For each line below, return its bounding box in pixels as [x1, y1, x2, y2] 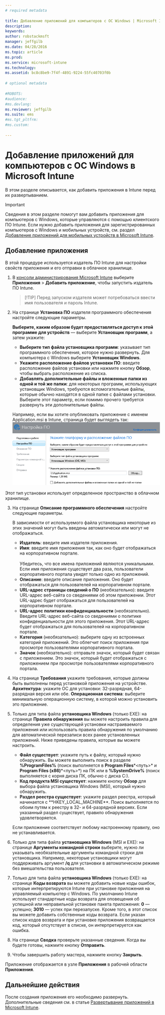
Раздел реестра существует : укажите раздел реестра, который [19, 793, 156, 799]
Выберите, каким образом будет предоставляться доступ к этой [12, 324, 153, 330]
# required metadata [5, 8, 48, 13]
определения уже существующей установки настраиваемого [12, 721, 142, 727]
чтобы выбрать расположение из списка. [19, 370, 107, 376]
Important [5, 201, 25, 207]
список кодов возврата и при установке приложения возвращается [12, 917, 155, 923]
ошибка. [12, 927, 30, 933]
